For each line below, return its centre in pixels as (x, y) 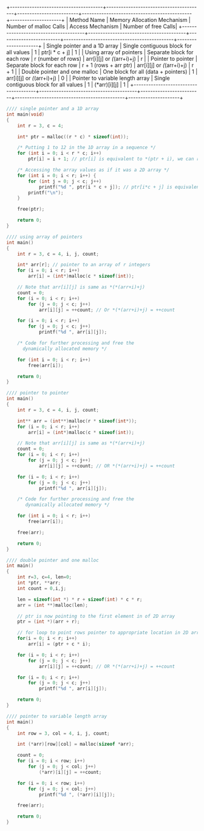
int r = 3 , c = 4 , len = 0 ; (44, 577)
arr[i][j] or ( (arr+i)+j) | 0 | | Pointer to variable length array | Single (88, 78)
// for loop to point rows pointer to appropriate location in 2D (103, 633)
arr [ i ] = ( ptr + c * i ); (59, 644)
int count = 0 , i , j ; (42, 588)
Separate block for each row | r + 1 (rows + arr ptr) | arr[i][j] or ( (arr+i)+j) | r (100, 65)
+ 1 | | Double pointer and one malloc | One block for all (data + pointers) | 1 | (102, 72)
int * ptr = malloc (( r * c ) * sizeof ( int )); (73, 137)
